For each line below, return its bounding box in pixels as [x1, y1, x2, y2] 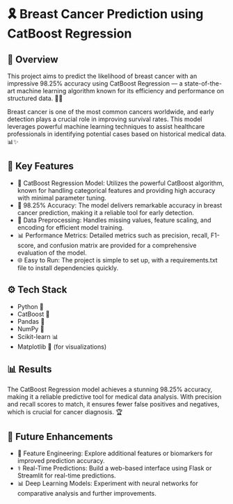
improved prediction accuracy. [17, 457, 106, 465]
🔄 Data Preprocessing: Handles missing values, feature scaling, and [17, 216, 211, 224]
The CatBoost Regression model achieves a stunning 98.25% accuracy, [7, 385, 213, 394]
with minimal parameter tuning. [17, 194, 106, 202]
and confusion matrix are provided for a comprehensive [37, 241, 197, 249]
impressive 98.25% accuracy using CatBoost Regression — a [7, 79, 183, 88]
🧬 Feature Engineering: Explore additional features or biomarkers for [17, 449, 213, 457]
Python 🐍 [17, 302, 44, 310]
